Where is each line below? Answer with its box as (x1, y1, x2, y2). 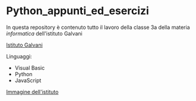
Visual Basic (14, 64, 45, 71)
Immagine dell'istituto (6, 88, 59, 95)
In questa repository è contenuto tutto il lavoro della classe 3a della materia (6, 24, 190, 31)
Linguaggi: (6, 53, 32, 60)
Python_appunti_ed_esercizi (6, 4, 150, 18)
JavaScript (14, 77, 42, 84)
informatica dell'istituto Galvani (6, 30, 83, 37)
